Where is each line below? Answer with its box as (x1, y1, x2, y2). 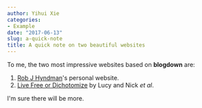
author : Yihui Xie (7, 10, 60, 17)
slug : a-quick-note (7, 36, 63, 42)
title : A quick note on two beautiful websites (7, 42, 146, 49)
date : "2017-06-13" (7, 29, 63, 36)
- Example (7, 23, 36, 29)
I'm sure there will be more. (7, 94, 84, 103)
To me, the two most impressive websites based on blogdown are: (7, 61, 195, 68)
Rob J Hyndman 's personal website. (16, 74, 120, 82)
